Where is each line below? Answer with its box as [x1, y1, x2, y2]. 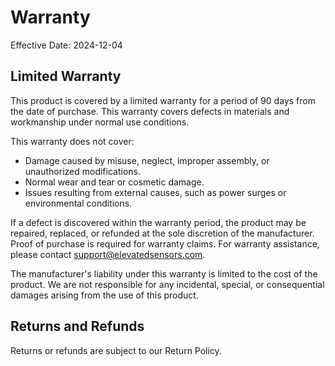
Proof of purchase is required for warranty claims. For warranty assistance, [10, 237, 320, 250]
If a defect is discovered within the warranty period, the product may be [10, 216, 307, 228]
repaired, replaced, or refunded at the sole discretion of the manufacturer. [10, 227, 315, 239]
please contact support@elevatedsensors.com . [10, 248, 206, 260]
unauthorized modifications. [24, 165, 141, 177]
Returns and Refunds [10, 318, 145, 335]
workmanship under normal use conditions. [10, 116, 190, 128]
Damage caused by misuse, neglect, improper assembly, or [24, 154, 270, 166]
